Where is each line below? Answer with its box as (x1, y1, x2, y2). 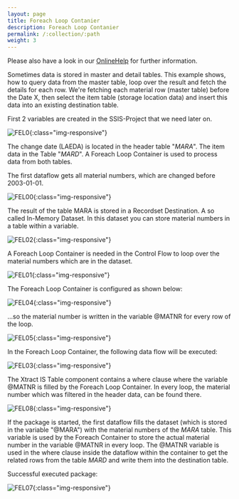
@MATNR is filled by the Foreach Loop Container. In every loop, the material (7, 383, 230, 391)
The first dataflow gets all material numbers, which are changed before (7, 171, 216, 180)
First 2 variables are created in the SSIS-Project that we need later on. (7, 115, 212, 124)
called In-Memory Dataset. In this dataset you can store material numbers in (7, 214, 230, 223)
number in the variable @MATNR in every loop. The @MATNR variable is (7, 440, 219, 450)
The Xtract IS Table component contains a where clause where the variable (7, 375, 228, 384)
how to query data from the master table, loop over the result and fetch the (7, 78, 227, 86)
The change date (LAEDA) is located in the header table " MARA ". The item (7, 142, 225, 151)
